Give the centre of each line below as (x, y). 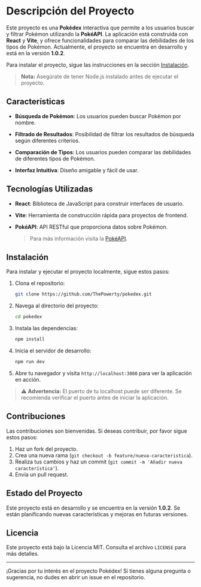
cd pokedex (28, 317)
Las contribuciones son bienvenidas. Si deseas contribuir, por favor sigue (97, 431)
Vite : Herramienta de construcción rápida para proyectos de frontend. (101, 215)
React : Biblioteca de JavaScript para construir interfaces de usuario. (99, 203)
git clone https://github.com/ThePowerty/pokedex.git (83, 294)
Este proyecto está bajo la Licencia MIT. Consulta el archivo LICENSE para (96, 547)
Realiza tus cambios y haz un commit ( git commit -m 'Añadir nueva (98, 462)
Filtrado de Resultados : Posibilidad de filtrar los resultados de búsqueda (104, 134)
